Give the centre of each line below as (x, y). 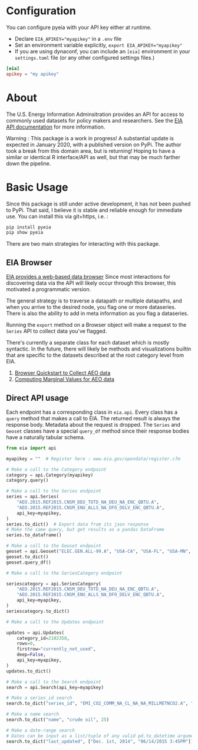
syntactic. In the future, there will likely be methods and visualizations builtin (99, 349)
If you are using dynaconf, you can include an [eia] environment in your (102, 51)
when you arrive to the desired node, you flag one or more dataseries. (91, 307)
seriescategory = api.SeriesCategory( (54, 584)
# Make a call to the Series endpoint (54, 491)
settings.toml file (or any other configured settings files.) (85, 57)
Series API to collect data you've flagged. (57, 331)
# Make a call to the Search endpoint (54, 682)
